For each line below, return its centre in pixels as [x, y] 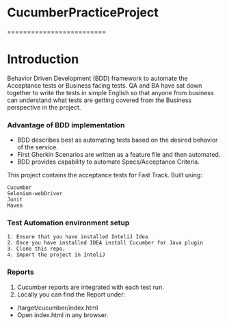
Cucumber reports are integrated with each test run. [90, 287]
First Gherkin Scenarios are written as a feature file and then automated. [119, 155]
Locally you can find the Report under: [71, 294]
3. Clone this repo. [37, 249]
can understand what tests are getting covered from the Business [99, 100]
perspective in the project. [44, 107]
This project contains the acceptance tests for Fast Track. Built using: [105, 175]
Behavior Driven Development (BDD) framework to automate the [97, 78]
